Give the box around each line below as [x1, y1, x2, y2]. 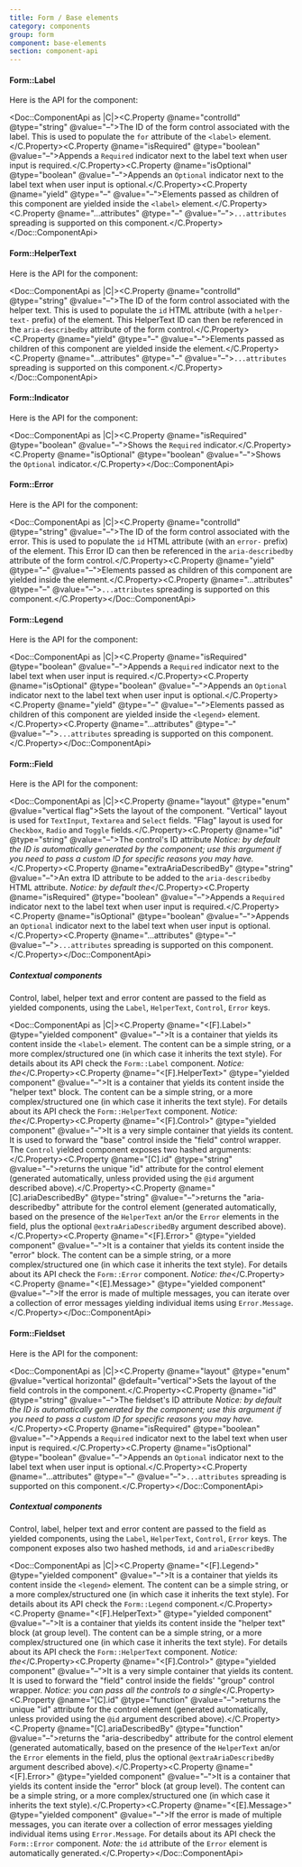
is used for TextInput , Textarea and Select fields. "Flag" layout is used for [9, 815, 284, 826]
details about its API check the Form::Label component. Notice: [9, 1058, 245, 1069]
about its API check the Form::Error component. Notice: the [9, 1269, 232, 1280]
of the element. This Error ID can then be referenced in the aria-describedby [9, 545, 294, 556]
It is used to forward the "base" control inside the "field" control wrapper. [9, 1135, 281, 1145]
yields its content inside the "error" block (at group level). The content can [9, 1780, 286, 1791]
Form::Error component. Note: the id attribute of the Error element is [9, 1838, 268, 1849]
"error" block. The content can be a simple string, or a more [9, 1250, 232, 1261]
